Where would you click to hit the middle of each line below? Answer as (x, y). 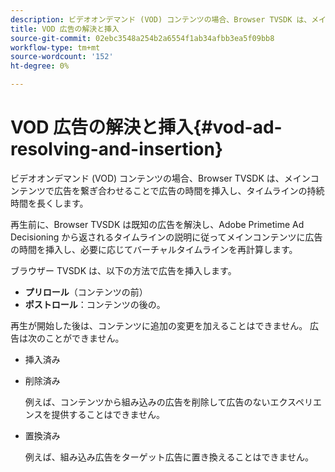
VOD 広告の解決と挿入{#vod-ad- (146, 127)
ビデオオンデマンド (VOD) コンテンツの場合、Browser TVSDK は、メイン (160, 178)
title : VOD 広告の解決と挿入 (65, 29)
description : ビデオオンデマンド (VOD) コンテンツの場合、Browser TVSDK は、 (161, 19)
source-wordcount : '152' (62, 57)
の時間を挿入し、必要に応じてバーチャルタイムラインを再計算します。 (154, 249)
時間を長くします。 (49, 203)
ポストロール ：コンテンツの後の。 (95, 304)
